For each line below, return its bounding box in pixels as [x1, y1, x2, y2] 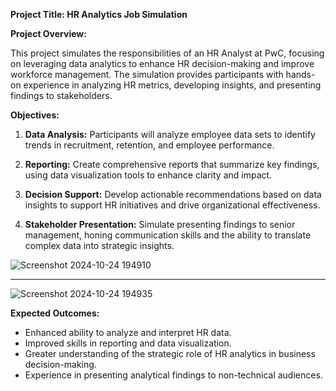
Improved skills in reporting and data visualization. [24, 337, 232, 349]
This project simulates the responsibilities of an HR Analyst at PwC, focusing [10, 47, 325, 59]
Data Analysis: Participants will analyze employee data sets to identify [24, 129, 316, 140]
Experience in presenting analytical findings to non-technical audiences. [24, 369, 323, 381]
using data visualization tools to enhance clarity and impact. [24, 169, 273, 181]
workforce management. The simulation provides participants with [10, 69, 284, 80]
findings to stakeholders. [10, 90, 113, 101]
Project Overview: [10, 28, 87, 39]
